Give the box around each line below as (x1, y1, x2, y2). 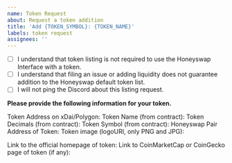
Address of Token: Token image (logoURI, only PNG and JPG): (7, 128, 185, 136)
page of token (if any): (7, 148, 71, 157)
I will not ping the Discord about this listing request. (17, 85, 164, 94)
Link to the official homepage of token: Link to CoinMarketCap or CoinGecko (7, 141, 225, 149)
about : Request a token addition (7, 17, 104, 24)
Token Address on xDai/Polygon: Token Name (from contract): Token (7, 112, 204, 121)
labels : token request (7, 29, 73, 37)
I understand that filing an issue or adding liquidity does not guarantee (17, 70, 218, 78)
